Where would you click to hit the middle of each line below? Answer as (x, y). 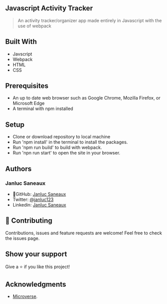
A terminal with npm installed (43, 109)
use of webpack (34, 26)
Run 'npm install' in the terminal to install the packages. (70, 142)
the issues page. (23, 238)
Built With (21, 42)
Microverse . (25, 296)
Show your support (36, 254)
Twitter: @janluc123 (33, 199)
